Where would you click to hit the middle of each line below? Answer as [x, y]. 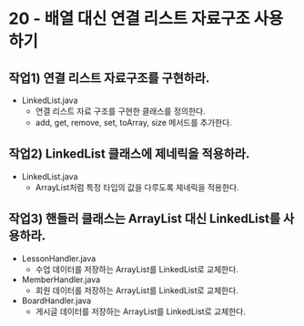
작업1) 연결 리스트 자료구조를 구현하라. [109, 78]
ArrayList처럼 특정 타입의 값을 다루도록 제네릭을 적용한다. [137, 187]
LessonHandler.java [59, 258]
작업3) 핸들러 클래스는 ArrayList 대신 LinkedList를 [145, 219]
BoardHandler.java [56, 301]
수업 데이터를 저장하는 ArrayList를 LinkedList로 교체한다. [137, 269]
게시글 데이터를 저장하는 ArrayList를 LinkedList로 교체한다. [141, 311]
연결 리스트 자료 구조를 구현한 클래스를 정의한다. [120, 111]
